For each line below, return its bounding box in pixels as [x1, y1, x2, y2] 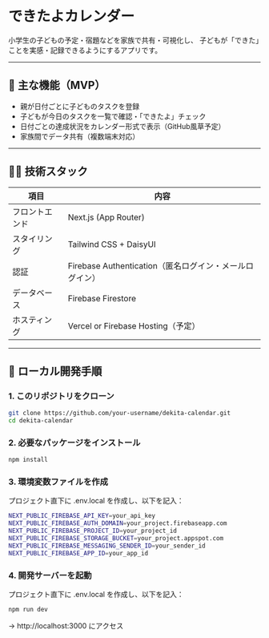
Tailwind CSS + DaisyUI [67, 238, 156, 249]
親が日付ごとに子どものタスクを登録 [19, 101, 140, 111]
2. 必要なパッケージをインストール [8, 437, 141, 448]
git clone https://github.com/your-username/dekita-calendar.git [8, 410, 231, 418]
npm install [8, 456, 48, 464]
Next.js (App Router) [67, 212, 146, 223]
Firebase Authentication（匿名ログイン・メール [67, 260, 246, 271]
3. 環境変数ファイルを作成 [8, 476, 109, 487]
